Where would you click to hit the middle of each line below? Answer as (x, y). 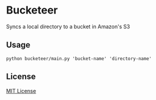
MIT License (21, 91)
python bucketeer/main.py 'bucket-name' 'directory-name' (79, 59)
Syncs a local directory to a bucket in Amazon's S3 (68, 26)
